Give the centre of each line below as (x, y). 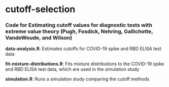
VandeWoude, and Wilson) (39, 38)
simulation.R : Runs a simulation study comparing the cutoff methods (77, 79)
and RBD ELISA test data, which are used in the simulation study (72, 69)
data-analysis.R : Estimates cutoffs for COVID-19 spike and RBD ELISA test (83, 49)
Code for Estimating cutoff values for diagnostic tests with (79, 25)
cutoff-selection (40, 9)
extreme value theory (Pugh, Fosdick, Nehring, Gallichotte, (79, 31)
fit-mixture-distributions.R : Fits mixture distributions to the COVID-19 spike (85, 64)
